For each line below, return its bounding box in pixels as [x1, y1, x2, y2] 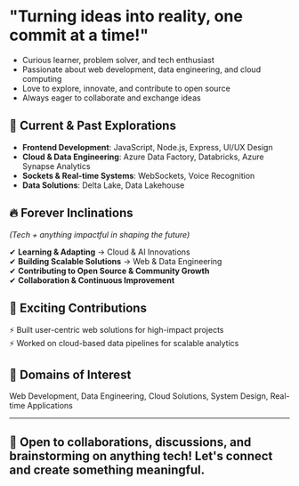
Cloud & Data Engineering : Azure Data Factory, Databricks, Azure [21, 151, 264, 162]
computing [21, 73, 62, 84]
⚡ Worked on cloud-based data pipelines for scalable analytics [9, 338, 239, 349]
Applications [27, 401, 73, 411]
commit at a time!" [9, 25, 149, 45]
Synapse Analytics [21, 160, 91, 171]
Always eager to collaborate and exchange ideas [21, 92, 202, 103]
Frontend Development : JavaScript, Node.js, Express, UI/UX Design [21, 142, 273, 152]
